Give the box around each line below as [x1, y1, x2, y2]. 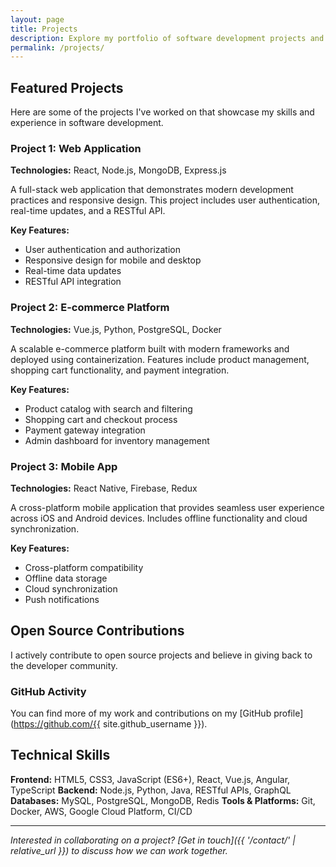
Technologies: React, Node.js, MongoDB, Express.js [10, 164, 227, 176]
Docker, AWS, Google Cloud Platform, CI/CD [10, 805, 193, 817]
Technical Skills [10, 747, 111, 764]
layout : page [10, 14, 65, 25]
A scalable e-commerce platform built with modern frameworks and [10, 342, 290, 355]
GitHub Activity [10, 684, 87, 698]
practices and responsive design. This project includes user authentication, [10, 194, 321, 206]
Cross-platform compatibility [24, 561, 144, 573]
